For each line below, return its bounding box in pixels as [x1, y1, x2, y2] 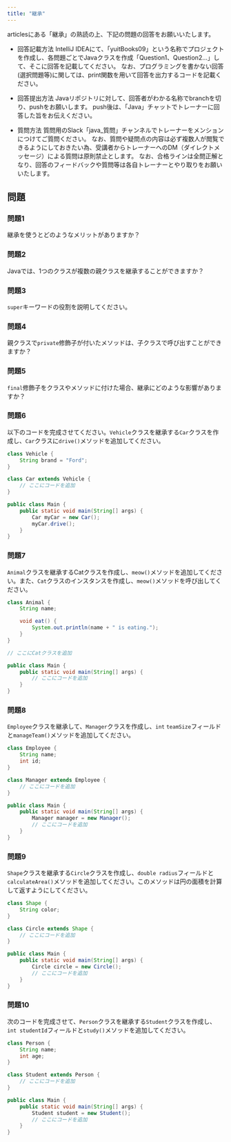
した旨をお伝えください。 [23, 111, 97, 120]
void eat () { [19, 618, 57, 625]
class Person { [7, 1040, 51, 1047]
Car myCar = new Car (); [32, 514, 100, 521]
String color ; [19, 906, 60, 913]
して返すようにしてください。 [7, 886, 92, 895]
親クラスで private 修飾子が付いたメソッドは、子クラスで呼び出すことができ [7, 339, 222, 347]
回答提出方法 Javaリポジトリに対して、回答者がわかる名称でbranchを [17, 94, 216, 102]
